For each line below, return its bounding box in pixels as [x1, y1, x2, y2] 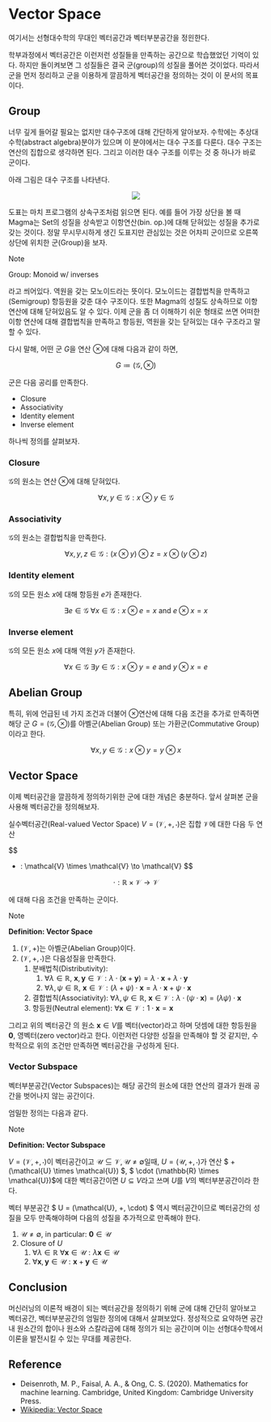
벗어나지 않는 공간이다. [23, 1090, 95, 1100]
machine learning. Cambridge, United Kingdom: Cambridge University [19, 1388, 254, 1398]
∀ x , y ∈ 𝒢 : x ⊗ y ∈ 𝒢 [98, 492, 174, 503]
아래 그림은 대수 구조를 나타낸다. [8, 174, 111, 184]
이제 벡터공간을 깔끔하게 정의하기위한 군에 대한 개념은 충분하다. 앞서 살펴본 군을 [8, 792, 259, 801]
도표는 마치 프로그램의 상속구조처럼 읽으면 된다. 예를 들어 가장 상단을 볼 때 [8, 207, 241, 217]
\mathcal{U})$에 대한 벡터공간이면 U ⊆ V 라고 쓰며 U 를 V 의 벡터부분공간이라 [8, 1175, 251, 1185]
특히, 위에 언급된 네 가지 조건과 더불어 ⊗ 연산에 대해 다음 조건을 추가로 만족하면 [8, 708, 260, 718]
